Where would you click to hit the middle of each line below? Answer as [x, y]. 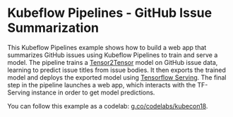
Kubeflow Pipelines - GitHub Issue [110, 13]
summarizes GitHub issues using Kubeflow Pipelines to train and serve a [113, 55]
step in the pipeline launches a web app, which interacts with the [102, 85]
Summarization [53, 28]
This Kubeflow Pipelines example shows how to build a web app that [107, 47]
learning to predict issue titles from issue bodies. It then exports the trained [116, 70]
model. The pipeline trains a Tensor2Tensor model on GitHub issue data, [113, 62]
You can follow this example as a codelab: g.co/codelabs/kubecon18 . [108, 106]
